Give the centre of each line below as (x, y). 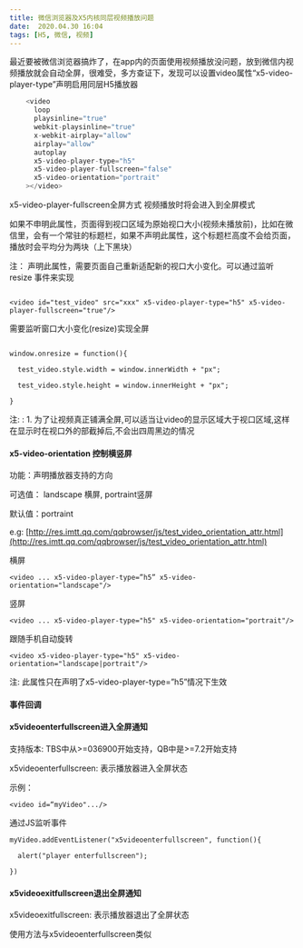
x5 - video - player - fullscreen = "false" (103, 169)
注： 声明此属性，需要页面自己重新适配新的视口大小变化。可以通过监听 (142, 266)
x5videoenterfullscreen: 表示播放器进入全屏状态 (99, 768)
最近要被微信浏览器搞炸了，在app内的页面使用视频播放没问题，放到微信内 (148, 62)
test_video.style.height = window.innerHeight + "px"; (123, 385)
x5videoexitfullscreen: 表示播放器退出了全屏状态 (99, 915)
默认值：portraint (42, 514)
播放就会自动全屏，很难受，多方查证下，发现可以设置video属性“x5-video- (155, 73)
